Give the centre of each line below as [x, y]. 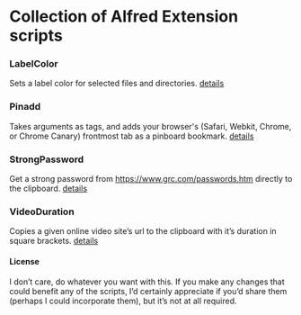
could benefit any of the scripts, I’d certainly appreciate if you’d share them [148, 291]
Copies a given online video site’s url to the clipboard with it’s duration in [143, 231]
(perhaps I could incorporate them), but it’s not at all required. [123, 301]
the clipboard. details [49, 189]
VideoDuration [42, 211]
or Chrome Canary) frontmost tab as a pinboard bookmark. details [132, 136]
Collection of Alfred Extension [124, 17]
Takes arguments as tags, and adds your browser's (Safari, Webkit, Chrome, [150, 126]
